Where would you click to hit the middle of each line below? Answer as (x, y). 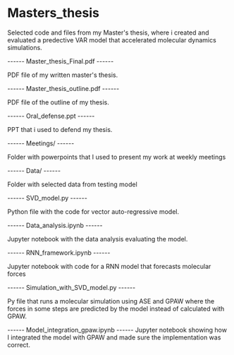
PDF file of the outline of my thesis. (58, 102)
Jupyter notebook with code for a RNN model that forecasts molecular (109, 266)
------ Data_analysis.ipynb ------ (55, 225)
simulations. (25, 47)
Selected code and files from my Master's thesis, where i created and (108, 32)
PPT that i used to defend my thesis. (60, 129)
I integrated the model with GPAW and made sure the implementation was (114, 337)
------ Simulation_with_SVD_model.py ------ (72, 287)
